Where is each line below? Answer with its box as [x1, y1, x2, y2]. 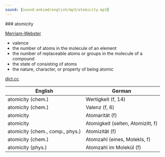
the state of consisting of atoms [12, 61, 78, 67]
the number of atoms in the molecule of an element [12, 45, 117, 51]
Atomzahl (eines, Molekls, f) [85, 136, 151, 143]
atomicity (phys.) [7, 144, 47, 151]
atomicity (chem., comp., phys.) [7, 128, 81, 135]
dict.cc [5, 76, 19, 81]
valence [12, 40, 29, 46]
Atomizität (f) [85, 128, 117, 135]
